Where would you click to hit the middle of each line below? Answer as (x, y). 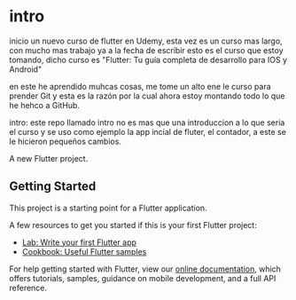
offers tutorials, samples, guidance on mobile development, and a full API (143, 278)
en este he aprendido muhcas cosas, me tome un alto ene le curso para (140, 86)
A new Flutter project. (49, 158)
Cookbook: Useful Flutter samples (84, 251)
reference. (28, 288)
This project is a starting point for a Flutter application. (108, 208)
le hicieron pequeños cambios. (66, 141)
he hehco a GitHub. (44, 105)
